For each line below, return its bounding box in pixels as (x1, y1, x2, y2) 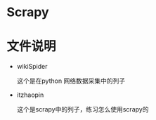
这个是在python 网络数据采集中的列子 (16, 76, 126, 85)
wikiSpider (16, 62, 48, 71)
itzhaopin (16, 91, 44, 99)
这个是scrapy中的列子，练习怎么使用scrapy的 (16, 105, 149, 114)
